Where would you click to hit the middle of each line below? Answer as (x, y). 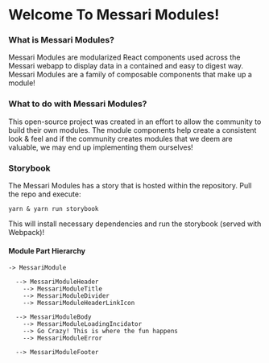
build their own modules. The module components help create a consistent (132, 130)
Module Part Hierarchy (47, 250)
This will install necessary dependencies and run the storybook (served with (135, 224)
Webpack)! (27, 233)
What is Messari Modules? (62, 40)
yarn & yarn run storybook (54, 209)
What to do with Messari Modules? (78, 104)
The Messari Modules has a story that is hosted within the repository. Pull (130, 186)
